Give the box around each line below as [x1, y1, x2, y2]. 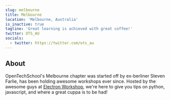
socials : [5, 36, 24, 41]
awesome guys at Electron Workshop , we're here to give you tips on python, [5, 83, 165, 89]
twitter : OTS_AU [5, 31, 40, 36]
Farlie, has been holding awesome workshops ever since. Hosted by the [5, 78, 156, 84]
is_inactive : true [5, 21, 44, 27]
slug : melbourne [5, 7, 40, 13]
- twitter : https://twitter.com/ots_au [10, 41, 94, 46]
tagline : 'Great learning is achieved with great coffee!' [5, 26, 133, 31]
